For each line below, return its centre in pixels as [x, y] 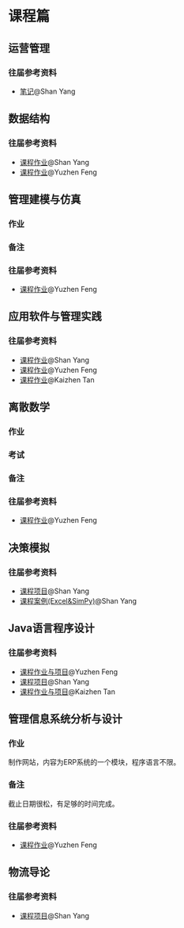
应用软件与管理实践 [55, 317]
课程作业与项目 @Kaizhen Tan [68, 692]
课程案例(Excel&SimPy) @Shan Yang [78, 600]
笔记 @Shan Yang [47, 91]
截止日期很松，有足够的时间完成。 [64, 803]
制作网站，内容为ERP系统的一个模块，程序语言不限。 [94, 762]
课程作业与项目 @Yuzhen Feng [69, 672]
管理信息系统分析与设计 [65, 719]
